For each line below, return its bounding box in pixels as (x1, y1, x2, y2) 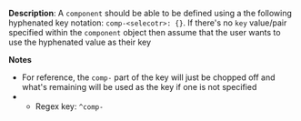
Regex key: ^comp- (35, 101, 104, 112)
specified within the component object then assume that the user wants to (8, 27, 281, 37)
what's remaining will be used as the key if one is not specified (21, 82, 257, 92)
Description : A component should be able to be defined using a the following (8, 8, 293, 18)
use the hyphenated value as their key (8, 36, 152, 47)
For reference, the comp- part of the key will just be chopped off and (21, 72, 276, 83)
